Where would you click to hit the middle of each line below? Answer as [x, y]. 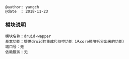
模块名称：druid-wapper [28, 36]
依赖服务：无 [17, 52]
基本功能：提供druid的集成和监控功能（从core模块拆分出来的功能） [66, 42]
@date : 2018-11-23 [27, 11]
